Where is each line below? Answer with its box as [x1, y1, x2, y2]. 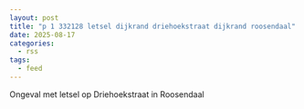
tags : [9, 55, 30, 64]
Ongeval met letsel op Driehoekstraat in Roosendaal [9, 88, 204, 100]
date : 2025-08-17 [9, 30, 76, 39]
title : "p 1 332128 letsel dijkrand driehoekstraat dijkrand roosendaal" [9, 22, 297, 31]
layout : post [9, 13, 59, 23]
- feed [17, 64, 43, 74]
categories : [9, 38, 55, 48]
